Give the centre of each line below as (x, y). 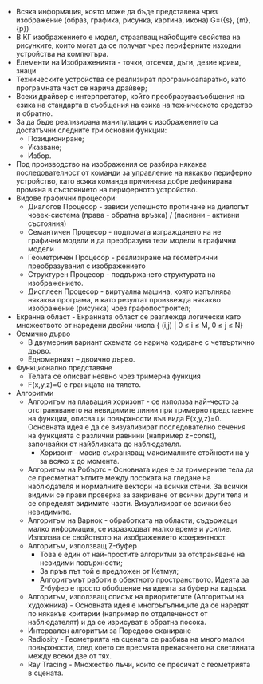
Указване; (45, 147)
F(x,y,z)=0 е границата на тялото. (84, 385)
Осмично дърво (43, 334)
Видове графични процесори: (67, 198)
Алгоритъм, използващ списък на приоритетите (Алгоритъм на (136, 597)
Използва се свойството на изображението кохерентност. (127, 537)
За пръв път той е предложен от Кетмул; (109, 571)
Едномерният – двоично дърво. (81, 359)
